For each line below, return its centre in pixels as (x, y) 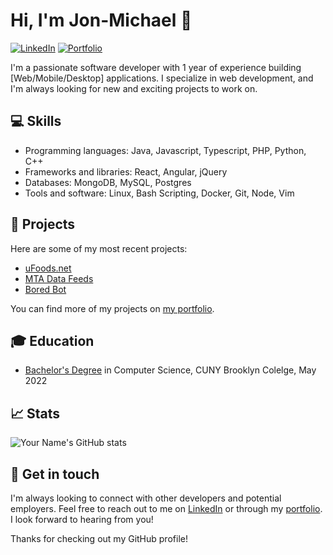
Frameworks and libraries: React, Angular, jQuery (126, 171)
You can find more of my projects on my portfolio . (112, 308)
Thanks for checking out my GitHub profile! (99, 538)
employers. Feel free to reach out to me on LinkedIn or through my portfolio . (166, 508)
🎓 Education (52, 340)
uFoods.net (48, 268)
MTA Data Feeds (59, 278)
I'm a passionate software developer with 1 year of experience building (156, 67)
